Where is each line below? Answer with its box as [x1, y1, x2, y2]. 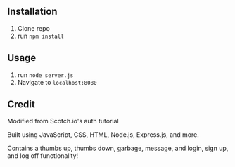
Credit [7, 98, 35, 111]
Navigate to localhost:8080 [17, 78, 97, 86]
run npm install [17, 32, 65, 40]
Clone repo [17, 24, 51, 32]
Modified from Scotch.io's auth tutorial [7, 117, 119, 126]
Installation [7, 6, 58, 18]
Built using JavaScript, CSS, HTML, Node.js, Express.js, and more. [7, 131, 199, 139]
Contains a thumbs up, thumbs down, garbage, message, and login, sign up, [7, 144, 229, 153]
